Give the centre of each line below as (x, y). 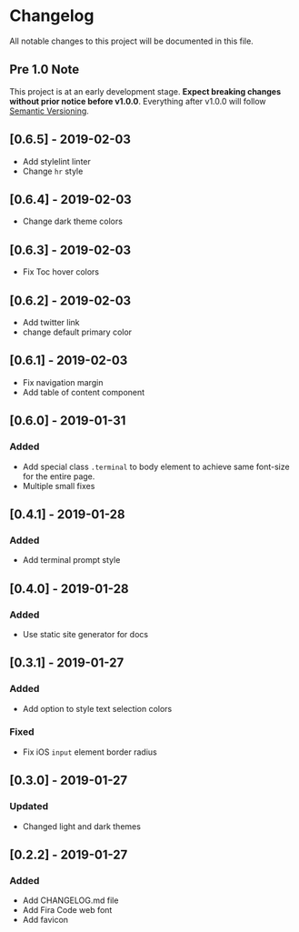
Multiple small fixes (59, 486)
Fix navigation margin (63, 382)
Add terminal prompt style (71, 560)
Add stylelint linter (56, 161)
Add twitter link (51, 322)
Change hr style (53, 171)
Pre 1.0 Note (45, 70)
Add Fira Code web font (67, 910)
